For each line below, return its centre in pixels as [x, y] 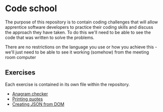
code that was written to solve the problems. [50, 37]
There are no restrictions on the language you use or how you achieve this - [81, 47]
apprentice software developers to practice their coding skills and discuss [79, 27]
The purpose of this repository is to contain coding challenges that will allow [81, 22]
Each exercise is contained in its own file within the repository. [67, 84]
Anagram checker [30, 93]
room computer [21, 57]
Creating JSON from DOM [38, 104]
